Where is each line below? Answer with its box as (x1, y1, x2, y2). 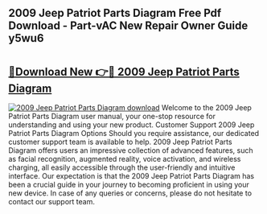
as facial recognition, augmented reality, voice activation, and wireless (8, 154, 241, 163)
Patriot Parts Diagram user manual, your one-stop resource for (8, 112, 216, 121)
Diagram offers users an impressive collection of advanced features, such (8, 146, 253, 155)
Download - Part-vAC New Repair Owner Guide (8, 19, 249, 33)
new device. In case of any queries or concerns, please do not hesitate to (8, 188, 252, 198)
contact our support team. (8, 197, 95, 206)
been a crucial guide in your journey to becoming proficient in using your (8, 180, 249, 189)
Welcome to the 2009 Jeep (161, 103, 252, 112)
